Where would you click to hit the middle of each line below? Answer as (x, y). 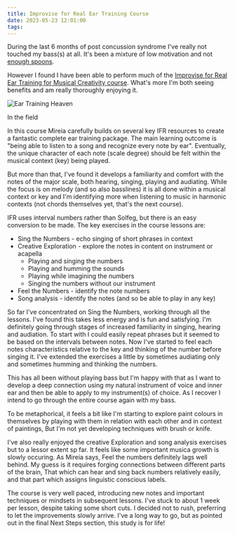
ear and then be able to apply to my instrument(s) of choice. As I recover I (114, 393)
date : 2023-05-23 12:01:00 (47, 20)
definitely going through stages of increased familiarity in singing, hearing (114, 327)
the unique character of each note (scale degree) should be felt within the (114, 153)
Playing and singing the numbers (75, 261)
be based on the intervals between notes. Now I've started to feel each (110, 342)
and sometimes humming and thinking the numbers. (82, 364)
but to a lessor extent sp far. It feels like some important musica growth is (113, 450)
